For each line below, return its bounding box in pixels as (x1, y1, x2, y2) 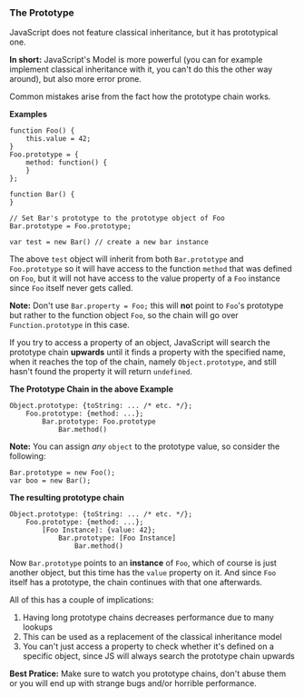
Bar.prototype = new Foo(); (9, 468, 116, 478)
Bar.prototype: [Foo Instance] (57, 533, 177, 543)
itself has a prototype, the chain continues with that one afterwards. (9, 577, 263, 588)
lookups (22, 622, 53, 633)
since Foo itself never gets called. (9, 283, 133, 294)
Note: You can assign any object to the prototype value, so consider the (9, 441, 280, 452)
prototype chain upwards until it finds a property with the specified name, (9, 347, 286, 358)
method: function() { (25, 158, 107, 167)
